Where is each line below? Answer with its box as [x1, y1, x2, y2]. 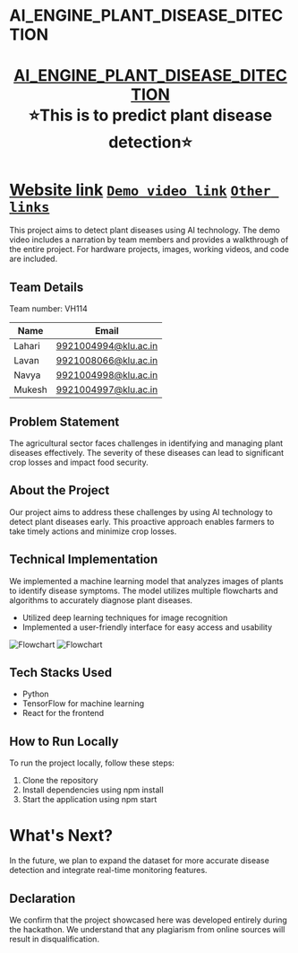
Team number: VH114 [9, 303, 88, 314]
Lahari [13, 340, 40, 353]
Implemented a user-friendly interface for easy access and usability [21, 621, 273, 633]
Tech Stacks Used [9, 665, 113, 680]
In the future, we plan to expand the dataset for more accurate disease [9, 855, 270, 866]
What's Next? [9, 826, 114, 846]
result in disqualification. [9, 933, 100, 944]
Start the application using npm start [21, 794, 158, 805]
